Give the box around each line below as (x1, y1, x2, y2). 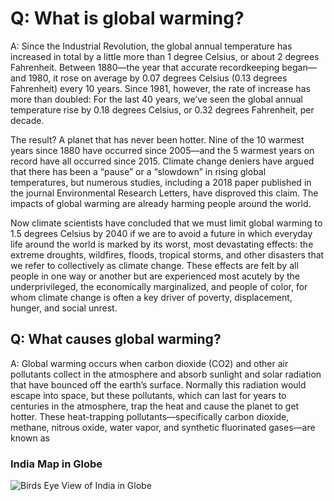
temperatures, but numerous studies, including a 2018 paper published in (10, 176, 312, 188)
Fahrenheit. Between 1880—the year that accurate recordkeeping (10, 61, 280, 73)
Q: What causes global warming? (10, 331, 222, 348)
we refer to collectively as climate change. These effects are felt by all (10, 259, 299, 271)
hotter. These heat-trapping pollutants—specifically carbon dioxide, (10, 410, 290, 422)
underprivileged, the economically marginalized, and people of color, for (10, 280, 308, 292)
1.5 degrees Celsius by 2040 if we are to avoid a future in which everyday (10, 227, 313, 239)
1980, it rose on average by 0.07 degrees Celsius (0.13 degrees (28, 72, 288, 84)
